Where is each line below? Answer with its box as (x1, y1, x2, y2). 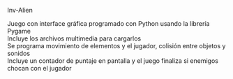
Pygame (7, 27, 31, 35)
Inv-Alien (7, 6, 33, 14)
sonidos (7, 49, 30, 57)
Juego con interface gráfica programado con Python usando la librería (7, 20, 210, 27)
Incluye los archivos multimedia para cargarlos (7, 34, 142, 43)
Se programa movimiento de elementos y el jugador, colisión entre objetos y (7, 42, 226, 50)
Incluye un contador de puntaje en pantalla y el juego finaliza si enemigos (7, 57, 218, 65)
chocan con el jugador (7, 64, 72, 72)
